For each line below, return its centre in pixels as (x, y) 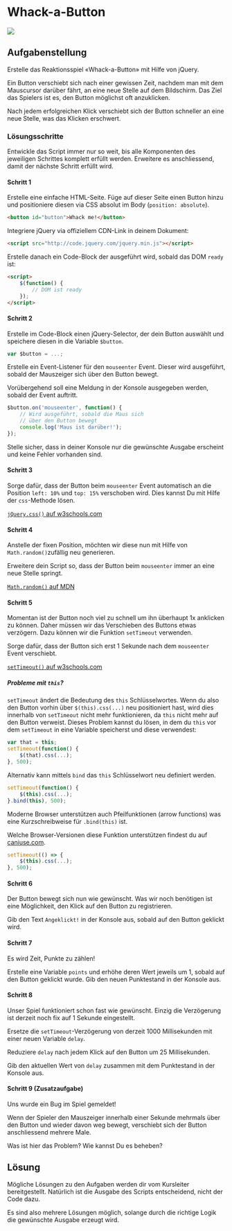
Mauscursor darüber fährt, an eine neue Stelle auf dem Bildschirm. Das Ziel (115, 90)
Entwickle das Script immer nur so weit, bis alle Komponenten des (101, 152)
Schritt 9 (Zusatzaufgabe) (45, 1089)
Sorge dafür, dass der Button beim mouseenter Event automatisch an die (109, 485)
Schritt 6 (20, 883)
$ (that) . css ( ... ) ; (46, 756)
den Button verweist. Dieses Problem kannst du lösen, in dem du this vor (112, 723)
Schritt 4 (20, 530)
